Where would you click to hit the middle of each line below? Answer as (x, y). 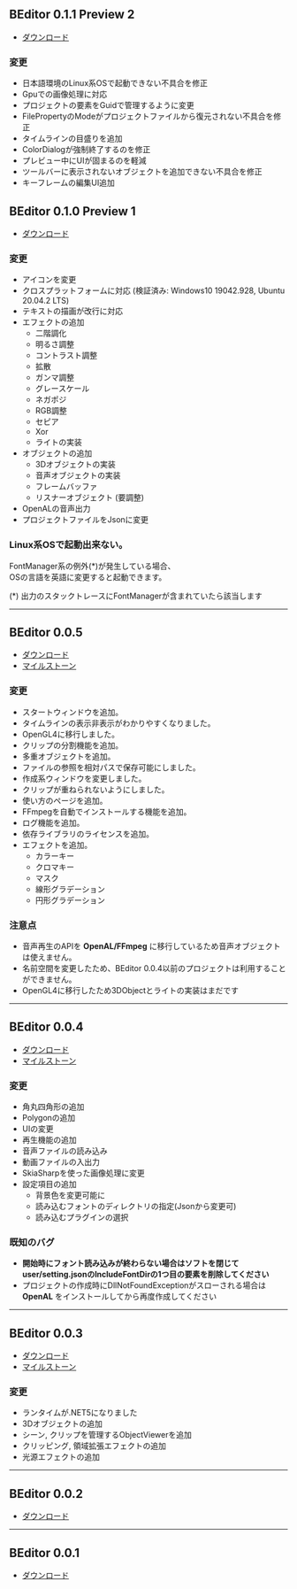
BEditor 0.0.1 (45, 1553)
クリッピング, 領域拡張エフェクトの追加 (94, 1446)
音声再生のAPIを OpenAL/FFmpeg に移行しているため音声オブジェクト (151, 945)
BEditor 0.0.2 (46, 1494)
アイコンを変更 (49, 280)
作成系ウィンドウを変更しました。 (84, 778)
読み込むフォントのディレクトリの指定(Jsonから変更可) (136, 1207)
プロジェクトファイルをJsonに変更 (85, 520)
